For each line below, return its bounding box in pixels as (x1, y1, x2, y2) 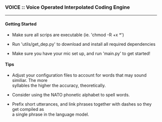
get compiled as (12, 106, 44, 112)
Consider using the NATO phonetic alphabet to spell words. (12, 92, 130, 97)
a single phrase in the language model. (12, 111, 89, 117)
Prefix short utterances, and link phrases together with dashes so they (12, 101, 152, 107)
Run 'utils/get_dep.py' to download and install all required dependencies (12, 41, 156, 47)
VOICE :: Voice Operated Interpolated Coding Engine (5, 4, 130, 11)
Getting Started (5, 21, 37, 27)
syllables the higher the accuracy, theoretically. (12, 82, 106, 88)
